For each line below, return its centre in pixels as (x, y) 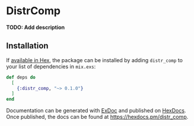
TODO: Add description (36, 27)
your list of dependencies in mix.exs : (51, 66)
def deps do (21, 77)
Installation (27, 46)
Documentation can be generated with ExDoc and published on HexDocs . (96, 111)
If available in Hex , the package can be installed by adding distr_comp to (94, 60)
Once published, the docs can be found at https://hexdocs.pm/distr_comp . (97, 117)
